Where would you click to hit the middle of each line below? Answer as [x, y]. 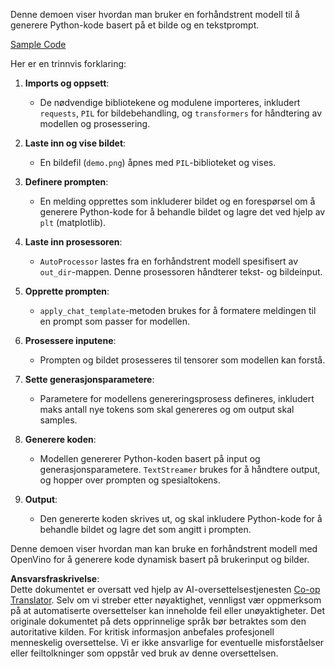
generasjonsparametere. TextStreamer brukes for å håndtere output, [180, 469]
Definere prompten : [66, 182]
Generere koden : [60, 439]
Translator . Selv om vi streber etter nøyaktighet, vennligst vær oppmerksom [166, 600]
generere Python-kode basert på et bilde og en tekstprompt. [135, 25]
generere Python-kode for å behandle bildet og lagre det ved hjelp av [182, 212]
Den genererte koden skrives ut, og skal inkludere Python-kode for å [181, 518]
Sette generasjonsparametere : [89, 379]
